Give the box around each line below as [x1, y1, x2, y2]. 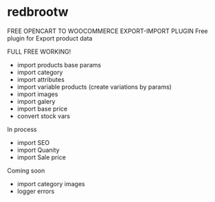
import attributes [16, 75, 65, 83]
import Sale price [16, 153, 67, 161]
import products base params [16, 60, 102, 69]
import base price [16, 104, 68, 113]
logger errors [16, 187, 55, 195]
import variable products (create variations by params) [16, 82, 172, 91]
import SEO [16, 138, 50, 146]
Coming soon [7, 166, 45, 175]
